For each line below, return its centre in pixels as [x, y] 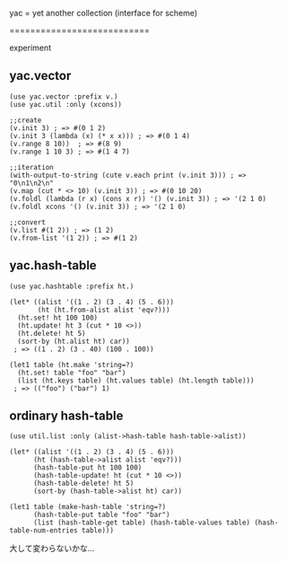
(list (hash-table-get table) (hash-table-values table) [142, 523]
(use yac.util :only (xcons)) [66, 104]
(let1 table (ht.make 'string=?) [72, 364]
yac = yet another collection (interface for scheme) [104, 13]
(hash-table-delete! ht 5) [83, 484]
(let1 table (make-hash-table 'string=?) [88, 507]
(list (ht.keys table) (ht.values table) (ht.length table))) [136, 381]
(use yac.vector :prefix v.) [64, 97]
